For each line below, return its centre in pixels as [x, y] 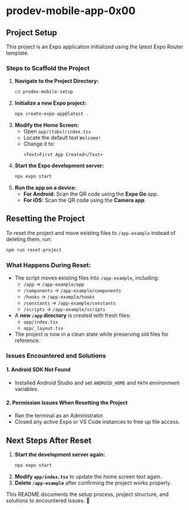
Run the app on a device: [45, 187]
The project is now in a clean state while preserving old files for [92, 334]
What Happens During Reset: [49, 265]
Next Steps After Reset [49, 440]
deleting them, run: [29, 239]
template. [18, 53]
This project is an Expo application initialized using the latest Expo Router [95, 47]
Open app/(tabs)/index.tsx [57, 131]
